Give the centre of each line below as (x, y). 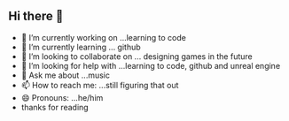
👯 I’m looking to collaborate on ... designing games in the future (137, 56)
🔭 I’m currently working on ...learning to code (104, 37)
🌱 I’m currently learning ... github (81, 47)
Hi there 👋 (36, 16)
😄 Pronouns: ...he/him (62, 97)
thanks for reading (55, 107)
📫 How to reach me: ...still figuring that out (100, 85)
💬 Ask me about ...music (65, 75)
